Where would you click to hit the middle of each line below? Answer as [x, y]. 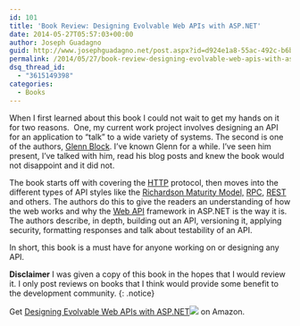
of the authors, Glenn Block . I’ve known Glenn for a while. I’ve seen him [141, 146]
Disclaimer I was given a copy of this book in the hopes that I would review [147, 274]
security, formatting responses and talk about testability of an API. [131, 230]
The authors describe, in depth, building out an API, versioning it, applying [146, 221]
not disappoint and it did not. [62, 165]
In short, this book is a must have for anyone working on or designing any [144, 247]
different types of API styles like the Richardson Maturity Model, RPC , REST [148, 192]
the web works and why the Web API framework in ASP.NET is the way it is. [148, 211]
